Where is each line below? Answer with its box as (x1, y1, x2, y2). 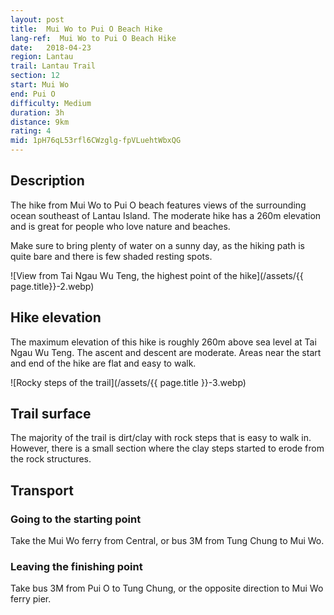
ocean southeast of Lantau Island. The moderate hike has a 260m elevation (10, 209, 322, 221)
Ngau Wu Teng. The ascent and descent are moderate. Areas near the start (10, 346, 322, 358)
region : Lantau (10, 52, 74, 62)
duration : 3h (10, 107, 65, 118)
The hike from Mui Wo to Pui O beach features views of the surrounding (10, 199, 307, 211)
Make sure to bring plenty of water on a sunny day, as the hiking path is (10, 239, 305, 251)
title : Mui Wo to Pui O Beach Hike (10, 24, 163, 34)
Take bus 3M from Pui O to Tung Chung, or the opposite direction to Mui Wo (10, 582, 324, 595)
